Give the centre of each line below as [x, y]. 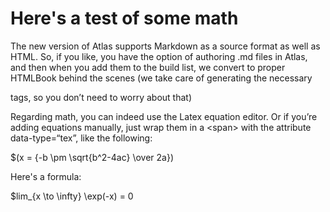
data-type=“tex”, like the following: [81, 138]
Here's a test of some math [124, 18]
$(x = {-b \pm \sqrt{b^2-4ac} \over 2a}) [92, 157]
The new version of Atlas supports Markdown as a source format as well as [165, 46]
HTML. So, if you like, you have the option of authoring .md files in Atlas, [159, 56]
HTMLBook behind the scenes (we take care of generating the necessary [161, 78]
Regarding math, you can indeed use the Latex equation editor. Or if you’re [164, 116]
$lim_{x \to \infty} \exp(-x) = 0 [72, 196]
